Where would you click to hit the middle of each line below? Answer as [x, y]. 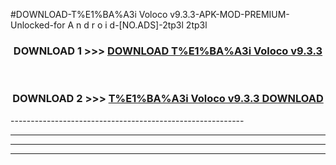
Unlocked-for [38, 25]
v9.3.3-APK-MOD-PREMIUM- [229, 14]
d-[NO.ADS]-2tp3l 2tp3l [158, 25]
